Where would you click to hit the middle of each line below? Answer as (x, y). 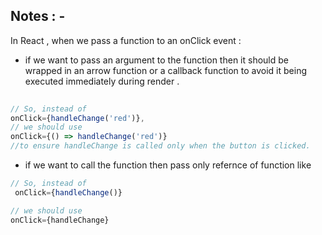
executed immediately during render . (102, 81)
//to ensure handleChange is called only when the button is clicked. (160, 146)
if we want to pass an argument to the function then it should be (156, 60)
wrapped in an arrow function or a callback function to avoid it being (165, 70)
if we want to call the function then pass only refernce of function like (168, 165)
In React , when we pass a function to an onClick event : (126, 40)
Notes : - (38, 16)
